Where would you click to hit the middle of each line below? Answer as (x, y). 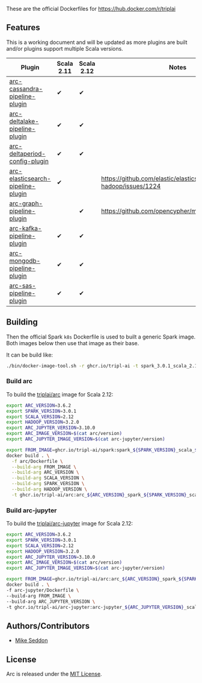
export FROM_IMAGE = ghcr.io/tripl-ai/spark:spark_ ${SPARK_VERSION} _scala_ (101, 450)
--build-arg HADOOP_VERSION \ (49, 489)
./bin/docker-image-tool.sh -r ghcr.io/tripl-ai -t (72, 366)
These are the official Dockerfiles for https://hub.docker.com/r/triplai (91, 9)
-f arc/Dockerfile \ (37, 461)
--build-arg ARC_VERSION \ (45, 472)
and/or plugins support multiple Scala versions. (65, 48)
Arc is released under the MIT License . (54, 674)
